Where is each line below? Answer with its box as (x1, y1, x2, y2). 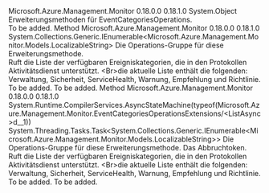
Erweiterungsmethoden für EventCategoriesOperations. (8, 14, 193, 24)
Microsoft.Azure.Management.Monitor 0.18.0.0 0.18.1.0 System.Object (8, 6, 238, 15)
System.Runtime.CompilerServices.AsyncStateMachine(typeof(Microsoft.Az (8, 101, 260, 109)
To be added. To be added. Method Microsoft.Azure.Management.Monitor (8, 83, 253, 92)
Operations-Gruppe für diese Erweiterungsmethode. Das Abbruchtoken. (8, 143, 247, 152)
